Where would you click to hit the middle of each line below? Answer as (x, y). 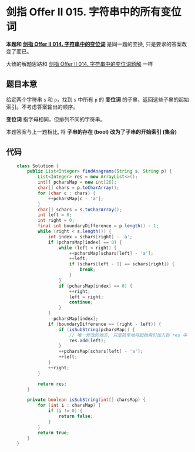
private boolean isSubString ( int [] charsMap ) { (86, 400)
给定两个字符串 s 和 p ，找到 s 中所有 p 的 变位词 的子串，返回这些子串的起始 (98, 99)
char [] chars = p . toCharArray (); (78, 188)
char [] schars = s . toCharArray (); (80, 210)
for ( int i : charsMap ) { (69, 406)
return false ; (76, 416)
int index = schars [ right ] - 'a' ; (90, 237)
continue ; (81, 302)
